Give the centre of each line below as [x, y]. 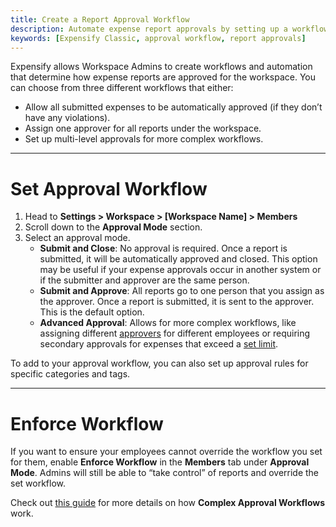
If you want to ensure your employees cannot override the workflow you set [166, 452]
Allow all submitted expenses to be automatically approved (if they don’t [173, 107]
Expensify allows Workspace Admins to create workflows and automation [161, 67]
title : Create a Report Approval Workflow [100, 19]
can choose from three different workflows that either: [122, 88]
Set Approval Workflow [109, 188]
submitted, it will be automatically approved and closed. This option [178, 259]
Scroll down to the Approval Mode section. [113, 227]
